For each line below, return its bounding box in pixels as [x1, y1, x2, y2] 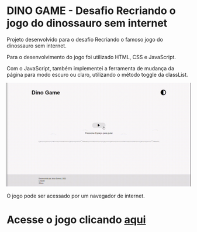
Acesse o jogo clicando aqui [6, 213, 146, 226]
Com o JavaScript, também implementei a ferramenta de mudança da [6, 64, 175, 71]
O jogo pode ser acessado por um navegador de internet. [6, 192, 145, 200]
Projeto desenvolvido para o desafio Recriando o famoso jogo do [6, 36, 163, 43]
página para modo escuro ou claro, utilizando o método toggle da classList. [6, 71, 188, 78]
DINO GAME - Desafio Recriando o [6, 4, 176, 18]
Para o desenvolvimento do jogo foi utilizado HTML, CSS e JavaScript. [6, 53, 176, 60]
